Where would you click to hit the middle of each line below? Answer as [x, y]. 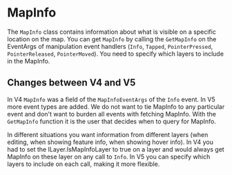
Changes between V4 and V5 [71, 83]
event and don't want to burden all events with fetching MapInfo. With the [112, 114]
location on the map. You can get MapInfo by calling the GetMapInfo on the [112, 39]
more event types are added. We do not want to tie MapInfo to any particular [116, 106]
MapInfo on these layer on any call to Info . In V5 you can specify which [109, 156]
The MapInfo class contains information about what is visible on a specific [112, 32]
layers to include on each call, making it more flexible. [84, 164]
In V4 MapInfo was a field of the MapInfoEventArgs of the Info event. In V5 [111, 99]
